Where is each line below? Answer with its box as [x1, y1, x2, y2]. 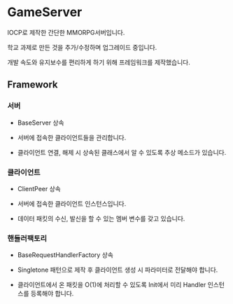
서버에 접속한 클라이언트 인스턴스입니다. [17, 199, 127, 207]
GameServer [7, 4, 83, 20]
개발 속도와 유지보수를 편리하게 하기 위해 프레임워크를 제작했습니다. [7, 57, 190, 67]
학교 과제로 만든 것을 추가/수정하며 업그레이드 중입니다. [7, 43, 157, 51]
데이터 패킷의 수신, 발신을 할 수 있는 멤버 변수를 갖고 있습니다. [17, 214, 185, 223]
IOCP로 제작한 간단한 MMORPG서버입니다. [7, 28, 125, 36]
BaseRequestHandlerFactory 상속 [17, 251, 114, 259]
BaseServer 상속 [17, 118, 64, 127]
